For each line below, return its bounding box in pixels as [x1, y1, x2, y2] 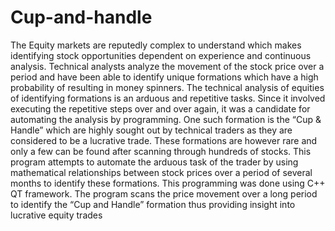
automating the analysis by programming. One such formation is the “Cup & [10, 113, 322, 125]
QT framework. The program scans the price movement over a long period [10, 187, 318, 200]
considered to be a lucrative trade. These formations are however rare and [10, 134, 318, 146]
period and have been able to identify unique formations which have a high [10, 71, 319, 83]
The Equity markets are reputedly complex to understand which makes [10, 39, 302, 51]
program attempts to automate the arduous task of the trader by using [10, 156, 299, 168]
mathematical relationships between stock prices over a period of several [10, 166, 313, 178]
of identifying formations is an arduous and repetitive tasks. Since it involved [10, 92, 326, 104]
